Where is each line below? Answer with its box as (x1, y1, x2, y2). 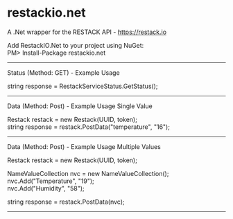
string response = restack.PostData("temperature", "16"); (7, 123, 170, 131)
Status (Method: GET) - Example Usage (7, 68, 120, 77)
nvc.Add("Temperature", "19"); (7, 177, 95, 185)
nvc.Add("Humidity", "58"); (7, 184, 85, 192)
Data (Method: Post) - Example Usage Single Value (7, 102, 153, 110)
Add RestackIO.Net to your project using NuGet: (7, 41, 144, 49)
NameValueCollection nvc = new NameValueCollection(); (7, 169, 169, 177)
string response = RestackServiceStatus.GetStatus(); (7, 82, 158, 90)
